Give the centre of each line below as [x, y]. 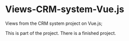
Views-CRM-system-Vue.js [65, 9]
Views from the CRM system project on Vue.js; [54, 23]
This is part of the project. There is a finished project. [61, 33]
